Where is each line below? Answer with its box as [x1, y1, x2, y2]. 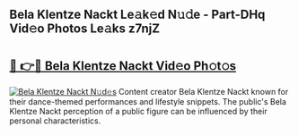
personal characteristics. [9, 115, 101, 126]
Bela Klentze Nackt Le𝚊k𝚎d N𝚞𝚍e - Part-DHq [9, 7, 266, 22]
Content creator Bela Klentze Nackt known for [118, 87, 289, 97]
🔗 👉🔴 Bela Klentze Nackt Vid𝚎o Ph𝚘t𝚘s [9, 58, 236, 73]
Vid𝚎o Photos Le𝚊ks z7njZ [9, 21, 160, 37]
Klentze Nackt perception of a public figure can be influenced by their [9, 106, 267, 116]
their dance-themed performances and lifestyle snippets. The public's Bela [9, 97, 287, 106]
